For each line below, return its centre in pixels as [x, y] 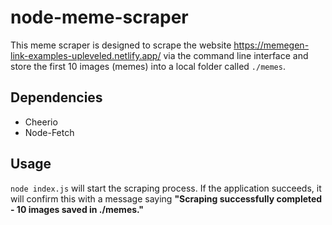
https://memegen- [271, 45]
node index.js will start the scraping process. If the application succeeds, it [166, 188]
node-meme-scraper [99, 17]
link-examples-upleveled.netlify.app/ [86, 55]
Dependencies [56, 97]
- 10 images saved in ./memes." [77, 209]
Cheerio [41, 122]
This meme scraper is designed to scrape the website [121, 45]
